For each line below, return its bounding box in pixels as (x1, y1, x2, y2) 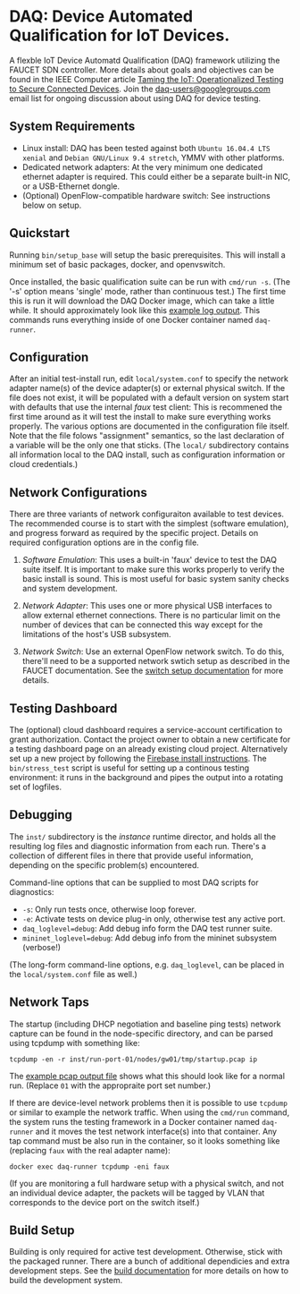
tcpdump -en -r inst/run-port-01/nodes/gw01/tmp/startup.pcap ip (9, 1054, 257, 1064)
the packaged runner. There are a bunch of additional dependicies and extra (9, 1256, 290, 1267)
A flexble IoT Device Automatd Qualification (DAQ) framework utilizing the (9, 55, 280, 65)
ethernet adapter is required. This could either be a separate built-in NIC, (21, 171, 291, 182)
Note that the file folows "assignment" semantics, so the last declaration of (9, 430, 285, 441)
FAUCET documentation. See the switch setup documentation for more (21, 665, 284, 677)
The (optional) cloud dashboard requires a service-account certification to (9, 725, 283, 735)
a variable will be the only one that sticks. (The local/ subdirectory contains (9, 440, 289, 451)
